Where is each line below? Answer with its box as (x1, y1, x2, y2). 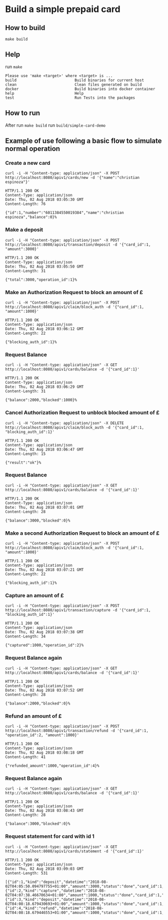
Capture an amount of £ (5, 592, 64, 599)
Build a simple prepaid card (5, 4, 121, 15)
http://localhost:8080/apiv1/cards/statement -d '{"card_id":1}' (5, 848, 144, 854)
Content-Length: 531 (5, 870, 48, 875)
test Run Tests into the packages (5, 95, 135, 100)
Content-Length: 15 (5, 451, 46, 456)
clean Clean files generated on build (5, 82, 142, 87)
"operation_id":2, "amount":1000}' (5, 733, 79, 738)
